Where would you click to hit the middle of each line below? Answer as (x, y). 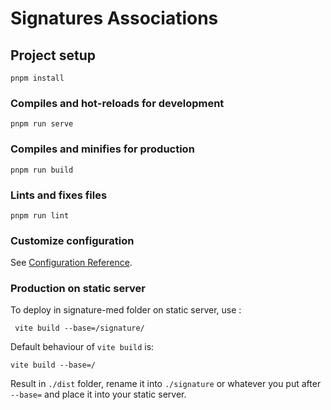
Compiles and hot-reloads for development (117, 103)
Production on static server (78, 289)
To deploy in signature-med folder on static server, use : (126, 310)
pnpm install (37, 78)
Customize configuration (72, 240)
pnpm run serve (42, 124)
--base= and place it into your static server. (98, 394)
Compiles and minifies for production (102, 149)
